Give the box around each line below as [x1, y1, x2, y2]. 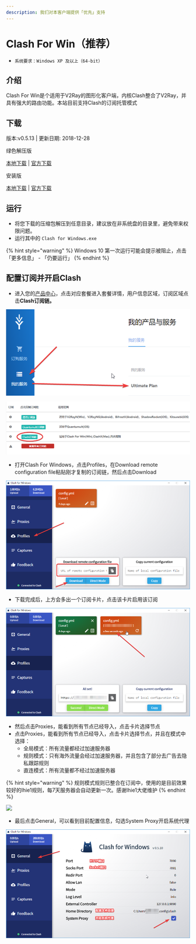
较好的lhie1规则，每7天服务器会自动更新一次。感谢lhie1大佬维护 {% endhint [6, 786, 185, 793]
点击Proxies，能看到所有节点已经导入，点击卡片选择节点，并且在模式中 [14, 730, 186, 737]
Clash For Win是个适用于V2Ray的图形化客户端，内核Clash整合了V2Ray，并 [6, 92, 187, 99]
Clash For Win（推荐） [6, 37, 117, 50]
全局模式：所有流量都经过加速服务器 [23, 745, 111, 752]
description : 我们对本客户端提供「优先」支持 [6, 9, 106, 15]
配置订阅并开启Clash [6, 273, 82, 283]
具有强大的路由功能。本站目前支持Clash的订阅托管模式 [6, 100, 138, 107]
